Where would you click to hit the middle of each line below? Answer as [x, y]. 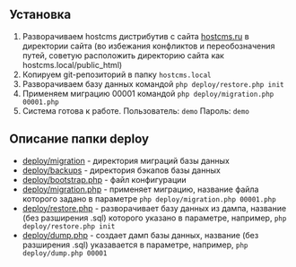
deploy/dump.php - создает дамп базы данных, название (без [140, 235]
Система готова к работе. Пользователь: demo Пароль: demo [135, 110]
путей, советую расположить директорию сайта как [123, 55]
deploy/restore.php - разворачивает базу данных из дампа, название [154, 208]
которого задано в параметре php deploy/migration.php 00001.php [149, 198]
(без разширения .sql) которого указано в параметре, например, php [154, 218]
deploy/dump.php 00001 [65, 253]
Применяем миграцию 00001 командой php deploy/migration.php [148, 93]
